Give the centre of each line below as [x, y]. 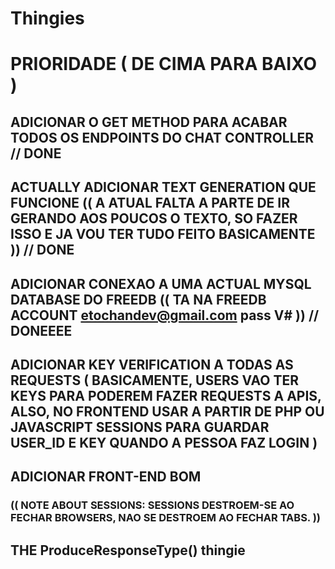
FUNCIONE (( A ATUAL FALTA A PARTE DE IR [150, 203]
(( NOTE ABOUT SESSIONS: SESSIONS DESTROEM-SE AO [152, 505]
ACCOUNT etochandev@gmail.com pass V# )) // [165, 315]
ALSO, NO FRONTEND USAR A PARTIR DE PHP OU [167, 411]
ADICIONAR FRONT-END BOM [106, 477]
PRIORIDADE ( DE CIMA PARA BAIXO [163, 64]
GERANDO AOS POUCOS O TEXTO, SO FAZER [154, 218]
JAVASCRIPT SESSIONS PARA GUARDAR [140, 427]
